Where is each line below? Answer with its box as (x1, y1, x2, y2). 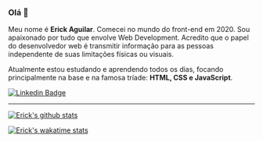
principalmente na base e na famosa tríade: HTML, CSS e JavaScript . (8, 73, 233, 83)
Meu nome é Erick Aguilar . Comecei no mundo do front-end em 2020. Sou (8, 25, 250, 34)
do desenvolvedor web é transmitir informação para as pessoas (8, 41, 214, 51)
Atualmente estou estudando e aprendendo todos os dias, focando (8, 65, 224, 74)
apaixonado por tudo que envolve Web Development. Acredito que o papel (8, 33, 249, 42)
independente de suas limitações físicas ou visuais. (8, 50, 175, 59)
